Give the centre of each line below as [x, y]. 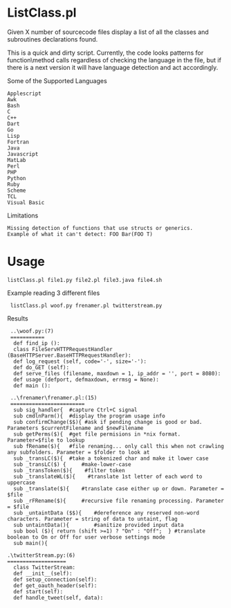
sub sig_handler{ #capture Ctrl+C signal [75, 410]
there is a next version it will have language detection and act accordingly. [113, 67]
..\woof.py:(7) [32, 331]
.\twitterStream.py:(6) [41, 555]
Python [17, 178]
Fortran [18, 142]
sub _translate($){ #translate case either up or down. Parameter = [119, 489]
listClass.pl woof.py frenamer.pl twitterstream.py [86, 305]
